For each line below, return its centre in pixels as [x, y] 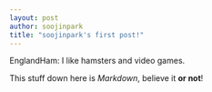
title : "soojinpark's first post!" [77, 35]
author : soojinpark [46, 26]
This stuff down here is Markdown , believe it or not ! [106, 78]
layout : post [34, 18]
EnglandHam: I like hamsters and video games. [97, 61]
